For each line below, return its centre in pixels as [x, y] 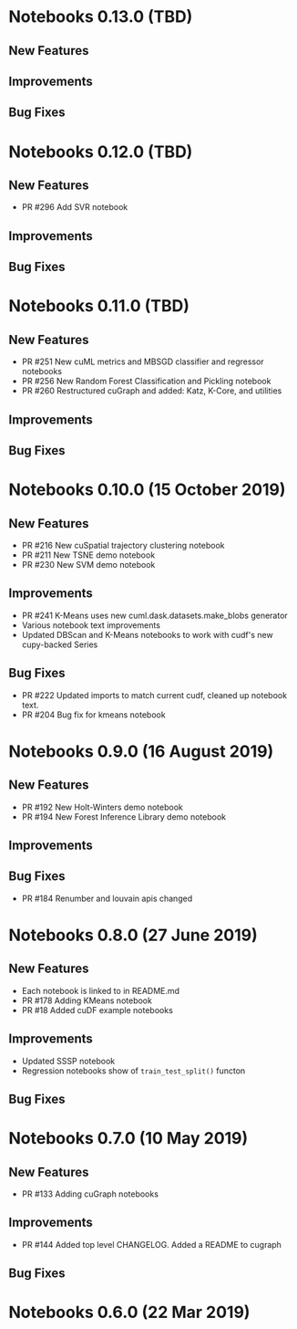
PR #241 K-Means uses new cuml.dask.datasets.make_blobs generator [154, 615]
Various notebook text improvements [91, 625]
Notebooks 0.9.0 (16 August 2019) [141, 751]
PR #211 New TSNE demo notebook [88, 555]
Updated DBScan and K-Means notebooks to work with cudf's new [148, 634]
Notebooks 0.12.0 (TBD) [101, 152]
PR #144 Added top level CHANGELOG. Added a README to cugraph [151, 1244]
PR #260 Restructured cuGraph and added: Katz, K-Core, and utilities [152, 391]
